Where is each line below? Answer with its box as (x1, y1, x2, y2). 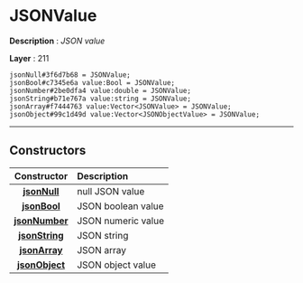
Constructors (9, 143, 87, 158)
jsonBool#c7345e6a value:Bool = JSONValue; (9, 78, 176, 87)
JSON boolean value (76, 200, 164, 212)
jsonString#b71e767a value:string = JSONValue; (9, 94, 192, 103)
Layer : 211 (9, 52, 50, 63)
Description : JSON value (9, 35, 106, 46)
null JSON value (76, 184, 145, 197)
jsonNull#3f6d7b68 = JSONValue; (9, 70, 131, 80)
